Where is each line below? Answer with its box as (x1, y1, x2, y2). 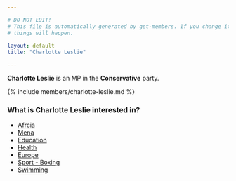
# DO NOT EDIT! (7, 16, 52, 23)
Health (17, 143, 37, 152)
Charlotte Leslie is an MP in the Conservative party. (7, 74, 159, 83)
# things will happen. (7, 29, 74, 36)
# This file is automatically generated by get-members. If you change (7, 22, 221, 30)
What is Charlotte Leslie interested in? (7, 105, 140, 115)
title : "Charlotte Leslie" (7, 48, 86, 56)
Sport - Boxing (17, 159, 60, 167)
